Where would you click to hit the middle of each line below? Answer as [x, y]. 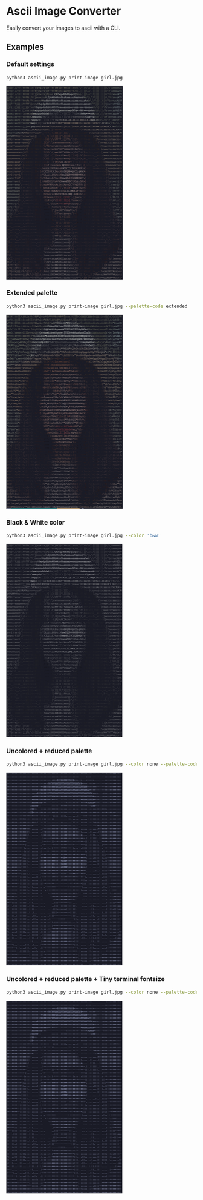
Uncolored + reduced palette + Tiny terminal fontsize [85, 979]
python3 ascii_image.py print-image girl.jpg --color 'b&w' [84, 535]
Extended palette [32, 293]
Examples [25, 47]
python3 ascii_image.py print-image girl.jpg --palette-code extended [97, 306]
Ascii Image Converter [64, 11]
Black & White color [36, 522]
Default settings [30, 64]
